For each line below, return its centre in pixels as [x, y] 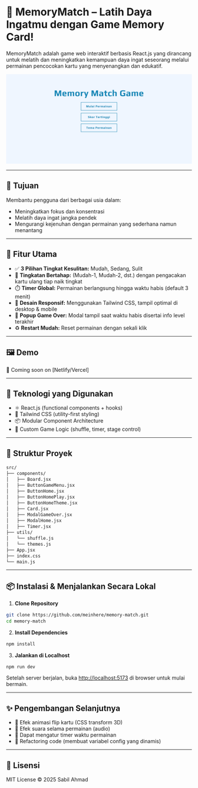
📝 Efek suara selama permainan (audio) [62, 729]
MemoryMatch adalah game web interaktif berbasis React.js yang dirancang [99, 53]
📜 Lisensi [23, 765]
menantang [28, 230]
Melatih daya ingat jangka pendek [56, 217]
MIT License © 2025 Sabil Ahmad [47, 780]
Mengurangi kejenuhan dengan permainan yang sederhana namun [95, 224]
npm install [21, 644]
